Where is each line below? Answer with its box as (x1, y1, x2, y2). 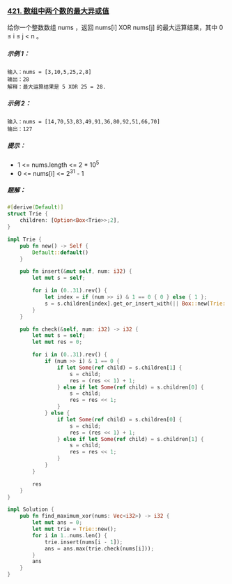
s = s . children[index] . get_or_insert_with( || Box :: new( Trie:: (44, 300, 229, 307)
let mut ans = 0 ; (32, 519, 82, 526)
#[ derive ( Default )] (7, 204, 64, 211)
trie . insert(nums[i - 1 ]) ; (44, 539, 123, 546)
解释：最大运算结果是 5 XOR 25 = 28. (7, 84, 107, 91)
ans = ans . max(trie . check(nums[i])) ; (44, 545, 155, 552)
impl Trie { (7, 236, 42, 243)
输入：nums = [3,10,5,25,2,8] (7, 68, 92, 76)
